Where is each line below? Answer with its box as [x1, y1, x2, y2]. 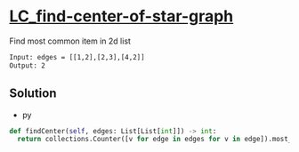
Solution [9, 86, 57, 101]
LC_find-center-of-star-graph [9, 6, 234, 27]
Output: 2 [9, 60, 46, 70]
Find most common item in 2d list [9, 36, 132, 46]
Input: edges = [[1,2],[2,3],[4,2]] [9, 52, 145, 61]
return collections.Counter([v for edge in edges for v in [17, 135, 241, 144]
